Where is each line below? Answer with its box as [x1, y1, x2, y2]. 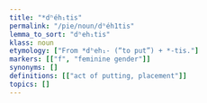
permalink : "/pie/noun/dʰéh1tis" [9, 21, 135, 30]
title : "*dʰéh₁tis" [9, 13, 83, 22]
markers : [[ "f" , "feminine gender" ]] [9, 55, 151, 64]
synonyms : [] [9, 64, 58, 73]
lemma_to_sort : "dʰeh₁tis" [9, 30, 111, 39]
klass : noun [9, 38, 54, 47]
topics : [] [9, 80, 50, 89]
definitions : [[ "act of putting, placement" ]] [9, 72, 187, 81]
